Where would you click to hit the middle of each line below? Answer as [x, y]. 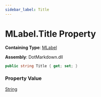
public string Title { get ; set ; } [41, 66]
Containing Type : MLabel [31, 48]
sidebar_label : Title [27, 10]
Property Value [24, 78]
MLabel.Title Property [51, 34]
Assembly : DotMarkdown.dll [34, 57]
